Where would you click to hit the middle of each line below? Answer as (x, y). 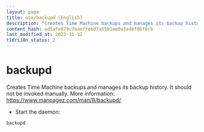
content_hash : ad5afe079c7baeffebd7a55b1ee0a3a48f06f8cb (80, 29)
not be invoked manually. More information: (61, 93)
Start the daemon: (38, 112)
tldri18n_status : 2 (31, 40)
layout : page (23, 12)
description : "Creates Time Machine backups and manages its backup (95, 23)
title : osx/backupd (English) (45, 18)
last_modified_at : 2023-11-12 (45, 35)
